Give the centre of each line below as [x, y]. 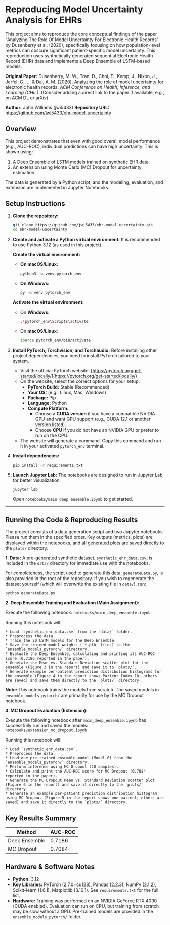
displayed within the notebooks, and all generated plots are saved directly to [85, 543]
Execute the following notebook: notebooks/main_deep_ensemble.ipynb [78, 613]
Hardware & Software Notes [50, 867]
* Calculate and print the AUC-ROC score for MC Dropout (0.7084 [75, 772]
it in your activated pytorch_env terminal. [62, 446]
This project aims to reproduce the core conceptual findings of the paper [81, 34]
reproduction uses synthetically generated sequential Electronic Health [79, 55]
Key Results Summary [41, 818]
